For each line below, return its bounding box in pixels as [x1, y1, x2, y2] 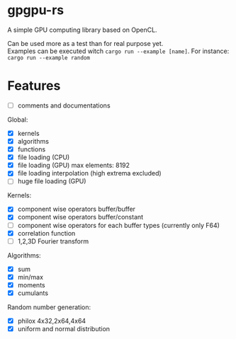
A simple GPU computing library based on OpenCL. [7, 25, 157, 34]
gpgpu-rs [7, 2, 64, 18]
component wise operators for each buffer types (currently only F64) [17, 221, 220, 229]
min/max [17, 272, 44, 281]
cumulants [17, 289, 48, 297]
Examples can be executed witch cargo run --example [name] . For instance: [7, 47, 230, 55]
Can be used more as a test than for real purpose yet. [7, 39, 164, 47]
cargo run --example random [7, 54, 91, 62]
